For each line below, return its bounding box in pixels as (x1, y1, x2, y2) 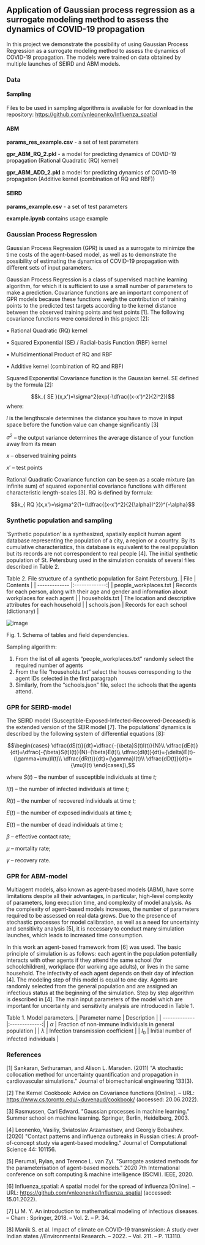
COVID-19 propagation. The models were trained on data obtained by (6, 53, 181, 61)
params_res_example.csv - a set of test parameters (6, 138, 139, 146)
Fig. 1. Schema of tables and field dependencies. (6, 631, 129, 638)
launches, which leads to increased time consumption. (6, 932, 144, 939)
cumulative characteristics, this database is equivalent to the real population (6, 543, 198, 550)
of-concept (6, 1139, 35, 1147)
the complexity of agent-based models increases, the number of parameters (6, 905, 199, 913)
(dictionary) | (6, 607, 39, 615)
